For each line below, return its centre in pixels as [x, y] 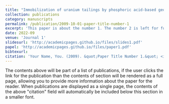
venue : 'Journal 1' [26, 38]
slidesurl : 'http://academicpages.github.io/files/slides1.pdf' [74, 42]
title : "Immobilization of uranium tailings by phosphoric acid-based [81, 10]
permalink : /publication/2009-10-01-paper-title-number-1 [67, 24]
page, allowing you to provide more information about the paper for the [79, 81]
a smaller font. [20, 97]
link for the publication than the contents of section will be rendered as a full [84, 76]
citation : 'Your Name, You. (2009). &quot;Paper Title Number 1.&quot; [82, 56]
